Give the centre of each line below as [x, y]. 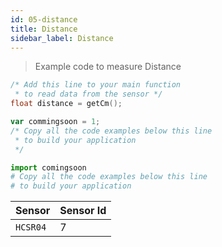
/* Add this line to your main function [96, 85]
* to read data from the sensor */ [88, 94]
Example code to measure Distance [108, 67]
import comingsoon [48, 167]
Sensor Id [83, 211]
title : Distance [44, 29]
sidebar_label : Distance [62, 38]
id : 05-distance [44, 19]
